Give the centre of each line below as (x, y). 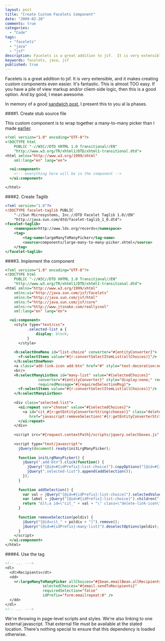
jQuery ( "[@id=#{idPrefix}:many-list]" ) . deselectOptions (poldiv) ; (91, 526)
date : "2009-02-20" (25, 19)
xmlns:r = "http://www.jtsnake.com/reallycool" (61, 307)
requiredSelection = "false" (70, 591)
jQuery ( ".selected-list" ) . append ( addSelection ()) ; (80, 471)
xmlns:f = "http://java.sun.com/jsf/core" (56, 302)
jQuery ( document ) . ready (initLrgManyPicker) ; (64, 448)
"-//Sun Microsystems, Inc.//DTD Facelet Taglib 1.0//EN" (74, 215)
